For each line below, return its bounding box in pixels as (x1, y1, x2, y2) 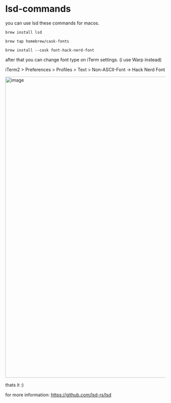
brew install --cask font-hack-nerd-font (5, 47, 95, 53)
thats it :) (5, 382, 24, 388)
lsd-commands (5, 3, 71, 15)
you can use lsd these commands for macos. (5, 20, 100, 26)
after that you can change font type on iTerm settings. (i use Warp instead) (5, 57, 162, 63)
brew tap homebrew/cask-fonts (5, 39, 70, 44)
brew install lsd (5, 30, 42, 35)
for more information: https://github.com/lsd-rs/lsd (5, 391, 112, 398)
